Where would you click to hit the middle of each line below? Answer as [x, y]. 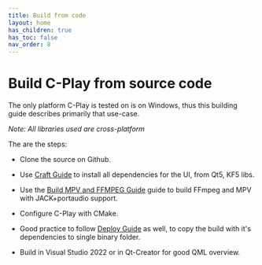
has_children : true [40, 30]
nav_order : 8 [30, 45]
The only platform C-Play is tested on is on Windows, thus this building [123, 105]
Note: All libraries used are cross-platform [77, 129]
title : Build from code [47, 15]
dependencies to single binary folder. [80, 237]
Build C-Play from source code [110, 84]
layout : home [30, 23]
